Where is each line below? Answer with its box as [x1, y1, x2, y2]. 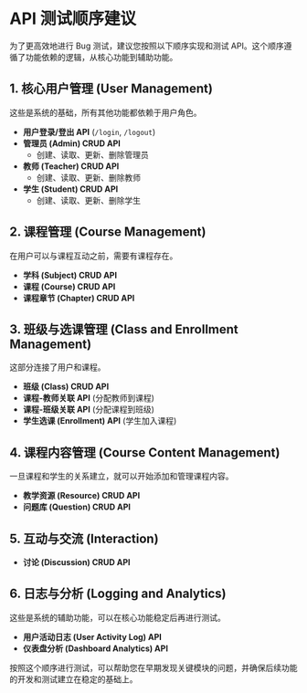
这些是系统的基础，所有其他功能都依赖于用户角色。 [9, 107, 202, 118]
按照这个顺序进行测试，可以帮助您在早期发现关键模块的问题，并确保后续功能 [9, 662, 298, 673]
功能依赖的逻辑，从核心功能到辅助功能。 [25, 51, 178, 62]
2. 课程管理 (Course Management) [9, 225, 206, 240]
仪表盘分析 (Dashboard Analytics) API [22, 643, 169, 654]
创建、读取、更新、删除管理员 [36, 149, 149, 160]
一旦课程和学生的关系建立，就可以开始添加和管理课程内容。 [9, 471, 234, 482]
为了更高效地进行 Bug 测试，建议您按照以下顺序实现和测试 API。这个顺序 [9, 40, 285, 51]
